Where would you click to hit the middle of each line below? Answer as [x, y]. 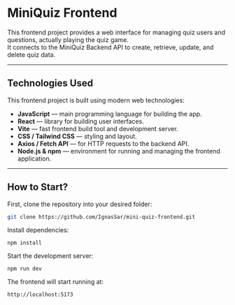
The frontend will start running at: [55, 282]
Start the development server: [50, 256]
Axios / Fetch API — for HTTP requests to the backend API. [103, 143]
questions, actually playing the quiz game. [68, 39]
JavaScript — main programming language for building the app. [109, 114]
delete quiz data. [31, 55]
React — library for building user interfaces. [81, 121]
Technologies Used [50, 83]
